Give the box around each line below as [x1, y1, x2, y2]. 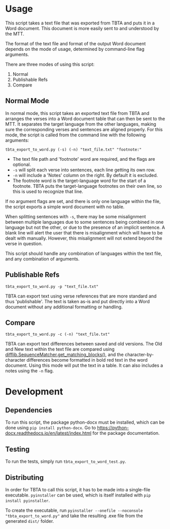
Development [5, 386, 63, 397]
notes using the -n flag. [5, 368, 54, 374]
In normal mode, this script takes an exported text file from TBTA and [5, 110, 150, 116]
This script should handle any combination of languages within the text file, [5, 250, 162, 256]
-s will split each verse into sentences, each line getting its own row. [12, 166, 156, 173]
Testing [5, 445, 30, 453]
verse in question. [5, 240, 43, 247]
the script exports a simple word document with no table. [5, 203, 125, 210]
